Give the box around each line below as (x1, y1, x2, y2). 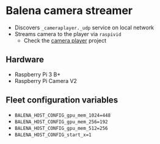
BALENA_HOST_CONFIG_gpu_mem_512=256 (14, 125, 108, 131)
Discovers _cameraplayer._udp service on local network (14, 24, 155, 31)
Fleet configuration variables (5, 95, 118, 106)
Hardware (5, 54, 44, 65)
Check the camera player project (23, 37, 107, 44)
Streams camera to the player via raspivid (14, 30, 122, 37)
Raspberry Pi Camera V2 (14, 77, 78, 84)
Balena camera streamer (5, 4, 133, 18)
